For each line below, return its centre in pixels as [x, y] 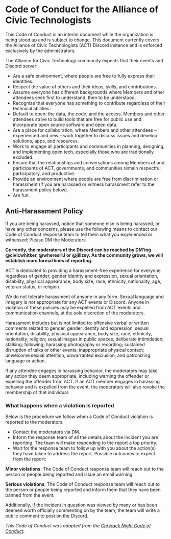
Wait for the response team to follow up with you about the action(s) [84, 448]
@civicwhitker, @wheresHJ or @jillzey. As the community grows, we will [84, 255]
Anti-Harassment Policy [44, 211]
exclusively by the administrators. [41, 51]
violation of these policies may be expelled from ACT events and [73, 307]
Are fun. [21, 195]
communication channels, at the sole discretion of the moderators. [75, 313]
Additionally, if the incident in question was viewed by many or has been [81, 505]
